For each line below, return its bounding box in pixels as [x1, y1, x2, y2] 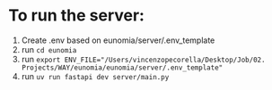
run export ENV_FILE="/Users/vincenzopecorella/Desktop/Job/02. [21, 53, 266, 64]
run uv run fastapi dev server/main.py [21, 70, 170, 81]
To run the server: [8, 5, 145, 26]
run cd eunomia [21, 44, 77, 54]
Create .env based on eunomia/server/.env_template [21, 35, 215, 45]
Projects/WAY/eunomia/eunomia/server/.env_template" [21, 63, 224, 72]
